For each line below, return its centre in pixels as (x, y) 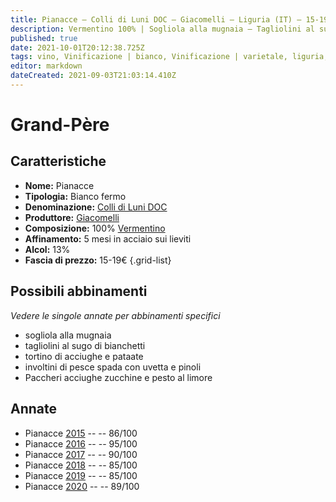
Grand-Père (60, 125)
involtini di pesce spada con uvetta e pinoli (113, 367)
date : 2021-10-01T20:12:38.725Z (77, 47)
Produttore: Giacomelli (72, 217)
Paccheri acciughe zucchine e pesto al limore (118, 377)
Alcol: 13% (47, 249)
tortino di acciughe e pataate (84, 356)
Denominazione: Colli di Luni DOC (96, 207)
